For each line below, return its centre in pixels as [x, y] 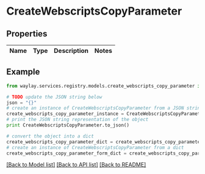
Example [23, 72]
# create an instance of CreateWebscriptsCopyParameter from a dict [95, 147]
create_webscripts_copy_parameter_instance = [65, 114]
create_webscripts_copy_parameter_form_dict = [67, 153]
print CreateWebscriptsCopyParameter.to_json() [68, 125]
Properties [27, 34]
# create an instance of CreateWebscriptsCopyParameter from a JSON [95, 108]
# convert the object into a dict [50, 136]
